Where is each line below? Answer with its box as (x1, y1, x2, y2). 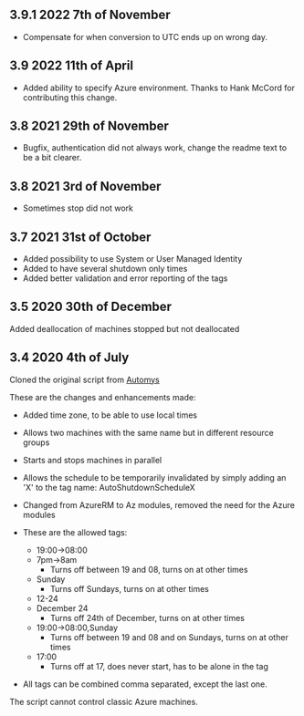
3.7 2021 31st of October (9, 229, 152, 244)
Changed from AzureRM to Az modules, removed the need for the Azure (22, 499, 295, 510)
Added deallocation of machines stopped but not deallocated (9, 323, 240, 334)
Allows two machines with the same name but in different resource (22, 427, 274, 438)
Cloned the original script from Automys (9, 374, 160, 385)
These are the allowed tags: (22, 526, 128, 537)
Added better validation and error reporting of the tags (22, 273, 228, 284)
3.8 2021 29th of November (9, 119, 169, 134)
